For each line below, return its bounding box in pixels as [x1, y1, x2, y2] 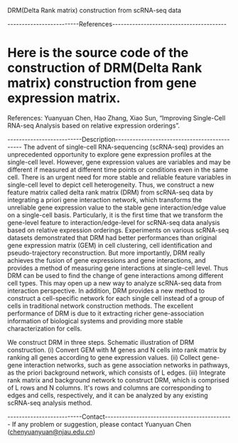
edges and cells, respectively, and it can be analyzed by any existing [7, 391, 208, 400]
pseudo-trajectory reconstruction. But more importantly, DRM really [7, 249, 205, 257]
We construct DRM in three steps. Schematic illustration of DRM [7, 338, 195, 346]
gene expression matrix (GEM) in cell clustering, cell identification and [7, 241, 212, 249]
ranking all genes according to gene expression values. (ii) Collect [7, 353, 201, 362]
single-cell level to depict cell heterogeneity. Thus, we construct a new [7, 180, 215, 189]
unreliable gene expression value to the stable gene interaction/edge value [7, 203, 226, 212]
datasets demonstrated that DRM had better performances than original [7, 233, 217, 241]
